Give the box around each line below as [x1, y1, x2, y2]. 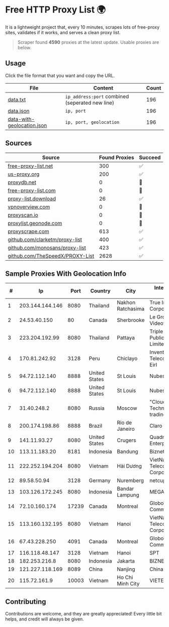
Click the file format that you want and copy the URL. [5, 72, 115, 79]
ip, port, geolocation [65, 119, 120, 125]
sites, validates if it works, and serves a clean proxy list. [5, 29, 121, 35]
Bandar [117, 485, 134, 492]
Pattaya [117, 334, 135, 341]
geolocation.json [8, 122, 47, 129]
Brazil [89, 422, 103, 429]
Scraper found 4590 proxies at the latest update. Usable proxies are [17, 39, 159, 45]
